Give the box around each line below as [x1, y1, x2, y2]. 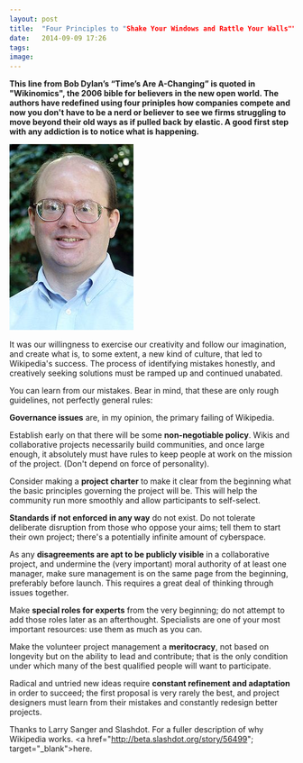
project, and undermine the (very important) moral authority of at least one [9, 559, 287, 569]
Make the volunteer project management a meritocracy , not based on [9, 641, 269, 652]
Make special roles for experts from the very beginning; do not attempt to [9, 604, 286, 616]
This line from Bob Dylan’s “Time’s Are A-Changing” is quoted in [9, 78, 255, 89]
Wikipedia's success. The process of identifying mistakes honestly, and [9, 359, 276, 369]
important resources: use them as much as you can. [9, 624, 203, 635]
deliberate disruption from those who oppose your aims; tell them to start [9, 522, 281, 533]
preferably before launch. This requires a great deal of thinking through [9, 577, 274, 589]
